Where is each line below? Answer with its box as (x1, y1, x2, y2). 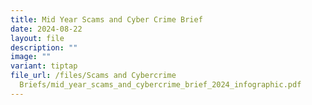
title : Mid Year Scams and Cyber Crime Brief (10, 14, 203, 25)
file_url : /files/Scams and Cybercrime (10, 71, 177, 81)
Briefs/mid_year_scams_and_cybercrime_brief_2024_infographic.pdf (19, 80, 302, 90)
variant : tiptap (10, 61, 78, 71)
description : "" (10, 42, 78, 53)
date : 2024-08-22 (10, 24, 83, 34)
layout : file (10, 33, 65, 43)
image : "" (10, 52, 52, 62)
